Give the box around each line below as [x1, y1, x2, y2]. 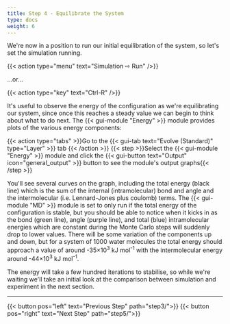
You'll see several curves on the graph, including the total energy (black [7, 179, 210, 188]
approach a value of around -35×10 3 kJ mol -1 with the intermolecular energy [7, 245, 223, 254]
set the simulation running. [7, 49, 82, 57]
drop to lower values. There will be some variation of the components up [7, 230, 212, 238]
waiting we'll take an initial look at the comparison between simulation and [7, 275, 217, 283]
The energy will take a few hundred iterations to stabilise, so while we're [7, 268, 211, 276]
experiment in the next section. [7, 282, 94, 290]
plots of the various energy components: [7, 124, 122, 132]
